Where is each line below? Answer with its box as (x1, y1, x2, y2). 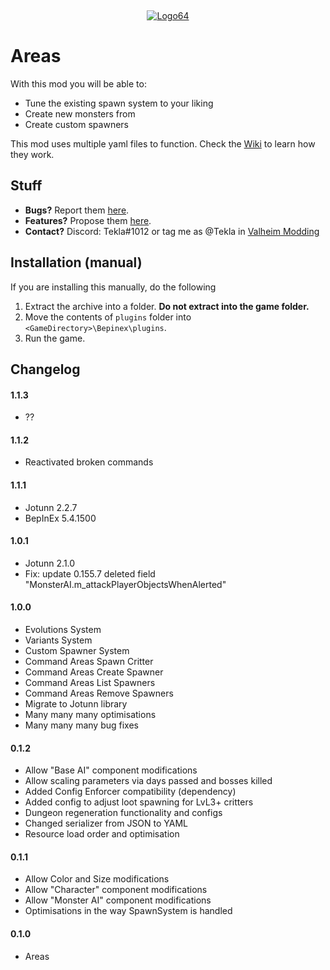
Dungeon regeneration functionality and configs (24, 807, 223, 819)
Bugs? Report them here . (24, 204, 130, 216)
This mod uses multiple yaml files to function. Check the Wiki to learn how (10, 137, 316, 150)
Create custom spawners (24, 118, 129, 130)
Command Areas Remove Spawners (24, 687, 174, 699)
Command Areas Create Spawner (24, 666, 164, 678)
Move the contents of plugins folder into (24, 311, 192, 323)
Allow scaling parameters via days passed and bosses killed (24, 775, 273, 787)
